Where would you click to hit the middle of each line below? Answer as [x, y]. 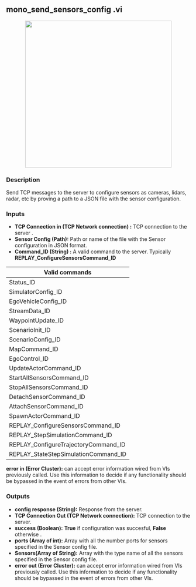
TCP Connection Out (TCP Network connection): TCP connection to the [102, 515]
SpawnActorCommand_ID [44, 416]
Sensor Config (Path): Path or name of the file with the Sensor [90, 239]
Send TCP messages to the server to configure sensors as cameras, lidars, [96, 193]
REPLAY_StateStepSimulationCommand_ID [68, 454]
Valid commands [68, 273]
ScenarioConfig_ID [35, 340]
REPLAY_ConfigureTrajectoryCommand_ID [67, 445]
